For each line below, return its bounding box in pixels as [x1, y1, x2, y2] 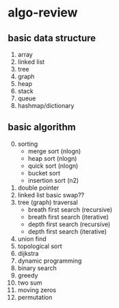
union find [17, 234, 47, 243]
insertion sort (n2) [27, 176, 79, 184]
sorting [17, 140, 38, 148]
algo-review [8, 5, 78, 21]
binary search [17, 263, 57, 272]
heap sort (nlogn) [27, 154, 77, 162]
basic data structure [8, 32, 96, 44]
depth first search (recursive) [27, 220, 111, 228]
